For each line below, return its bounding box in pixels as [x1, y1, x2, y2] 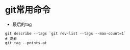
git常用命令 [5, 4, 51, 16]
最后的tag [12, 21, 32, 27]
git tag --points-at [5, 40, 48, 45]
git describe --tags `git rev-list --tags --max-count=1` [5, 31, 126, 36]
